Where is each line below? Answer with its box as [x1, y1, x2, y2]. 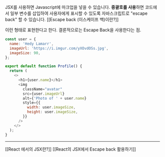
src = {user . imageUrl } [23, 91, 65, 96]
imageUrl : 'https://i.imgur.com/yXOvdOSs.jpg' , [9, 46, 109, 51]
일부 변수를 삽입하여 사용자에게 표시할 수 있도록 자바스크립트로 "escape [10, 10, 148, 16]
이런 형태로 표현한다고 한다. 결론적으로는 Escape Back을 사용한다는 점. [5, 27, 141, 33]
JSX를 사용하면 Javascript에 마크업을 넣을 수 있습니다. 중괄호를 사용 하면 [5, 4, 144, 10]
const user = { [5, 37, 36, 42]
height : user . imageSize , [27, 109, 78, 114]
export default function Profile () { [5, 64, 82, 69]
